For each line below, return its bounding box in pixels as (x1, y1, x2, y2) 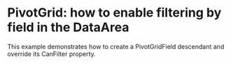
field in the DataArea (7, 19, 129, 35)
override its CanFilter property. (7, 50, 96, 58)
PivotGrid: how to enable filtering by (7, 5, 222, 21)
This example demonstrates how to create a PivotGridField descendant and (7, 42, 225, 50)
